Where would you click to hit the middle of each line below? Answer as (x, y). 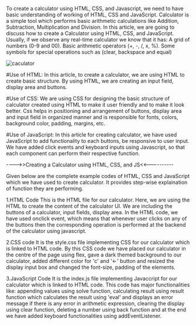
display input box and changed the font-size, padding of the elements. (91, 267)
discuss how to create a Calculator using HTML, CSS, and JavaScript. (90, 33)
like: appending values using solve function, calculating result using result (95, 291)
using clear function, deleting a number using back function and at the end (96, 309)
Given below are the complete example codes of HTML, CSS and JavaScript (98, 176)
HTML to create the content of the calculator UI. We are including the (89, 206)
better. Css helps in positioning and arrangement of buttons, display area (94, 111)
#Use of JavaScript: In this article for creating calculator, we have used (92, 135)
